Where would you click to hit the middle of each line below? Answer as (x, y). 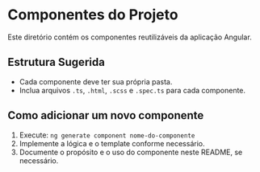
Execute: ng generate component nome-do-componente (107, 135)
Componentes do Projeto (93, 15)
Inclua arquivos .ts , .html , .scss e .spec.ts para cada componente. (132, 90)
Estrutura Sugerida (57, 62)
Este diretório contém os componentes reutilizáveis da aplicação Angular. (130, 37)
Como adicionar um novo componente (106, 115)
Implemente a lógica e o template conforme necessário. (112, 143)
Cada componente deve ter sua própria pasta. (96, 81)
